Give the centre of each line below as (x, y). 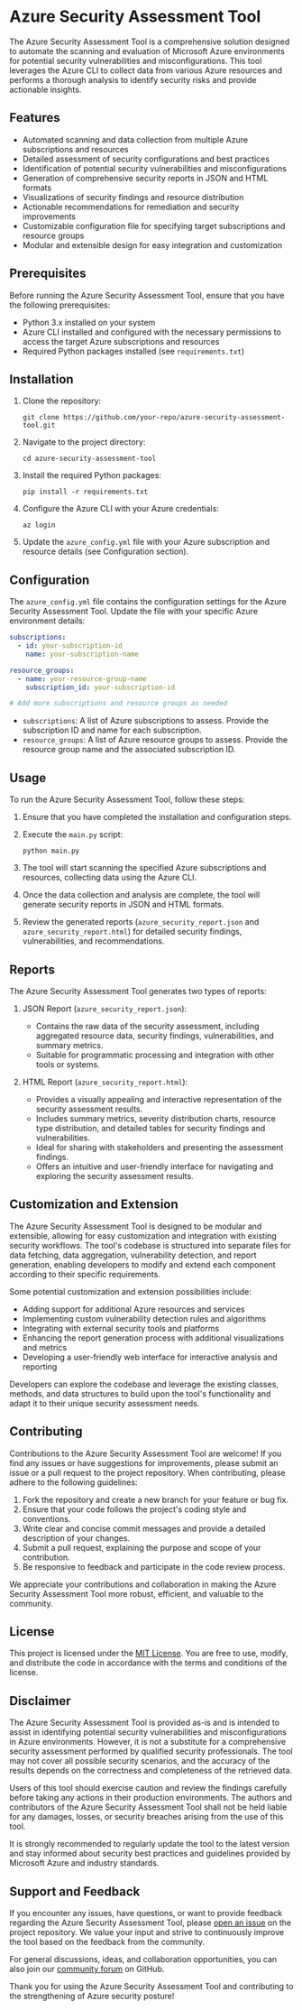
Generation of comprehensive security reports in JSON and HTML (145, 178)
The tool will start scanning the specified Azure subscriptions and (144, 868)
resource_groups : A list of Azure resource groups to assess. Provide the (155, 740)
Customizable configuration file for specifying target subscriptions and (154, 226)
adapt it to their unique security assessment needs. (105, 1403)
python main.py (51, 851)
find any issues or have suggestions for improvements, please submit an (144, 1462)
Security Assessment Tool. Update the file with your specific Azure (134, 612)
